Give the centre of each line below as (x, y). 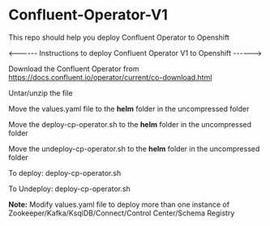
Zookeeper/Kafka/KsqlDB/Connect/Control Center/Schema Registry (122, 213)
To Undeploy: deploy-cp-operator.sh (70, 189)
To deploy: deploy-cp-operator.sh (65, 173)
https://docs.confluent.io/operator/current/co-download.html (110, 77)
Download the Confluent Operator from (74, 68)
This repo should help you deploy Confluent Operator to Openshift (119, 37)
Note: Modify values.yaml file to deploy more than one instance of (119, 204)
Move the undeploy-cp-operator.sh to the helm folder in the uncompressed (134, 148)
